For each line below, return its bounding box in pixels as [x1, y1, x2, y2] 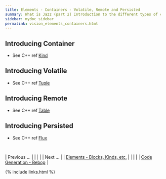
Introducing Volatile [5, 67, 67, 75]
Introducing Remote [5, 94, 68, 103]
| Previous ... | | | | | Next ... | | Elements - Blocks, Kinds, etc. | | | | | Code [5, 154, 152, 160]
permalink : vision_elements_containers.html [5, 21, 98, 26]
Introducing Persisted [5, 122, 74, 130]
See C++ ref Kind [12, 52, 48, 58]
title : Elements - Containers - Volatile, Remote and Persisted [5, 7, 140, 12]
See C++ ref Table [12, 107, 50, 113]
